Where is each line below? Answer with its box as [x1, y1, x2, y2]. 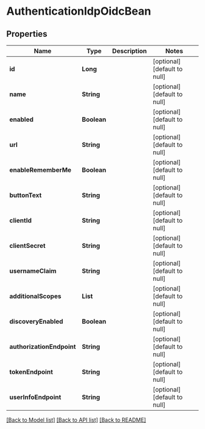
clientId [9, 216, 32, 225]
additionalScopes [9, 292, 62, 300]
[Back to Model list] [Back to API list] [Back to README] [6, 416, 146, 423]
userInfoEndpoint [9, 393, 62, 401]
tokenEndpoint [9, 368, 53, 376]
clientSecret [9, 242, 46, 250]
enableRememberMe [9, 166, 72, 174]
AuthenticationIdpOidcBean [6, 4, 151, 18]
